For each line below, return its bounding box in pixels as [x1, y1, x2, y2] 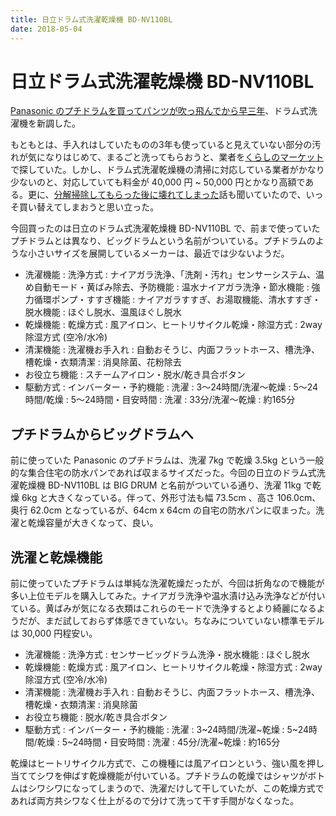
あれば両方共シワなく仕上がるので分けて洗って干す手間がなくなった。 [10, 795, 300, 807]
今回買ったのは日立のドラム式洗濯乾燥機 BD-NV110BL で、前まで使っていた [10, 222, 321, 235]
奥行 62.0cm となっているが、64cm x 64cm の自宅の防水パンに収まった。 [10, 504, 317, 516]
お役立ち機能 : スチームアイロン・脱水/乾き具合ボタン [24, 369, 246, 381]
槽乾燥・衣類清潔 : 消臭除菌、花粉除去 [24, 356, 182, 368]
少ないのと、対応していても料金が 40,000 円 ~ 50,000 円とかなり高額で [10, 176, 306, 188]
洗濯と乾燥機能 [10, 549, 103, 566]
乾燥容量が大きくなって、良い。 [27, 517, 159, 529]
